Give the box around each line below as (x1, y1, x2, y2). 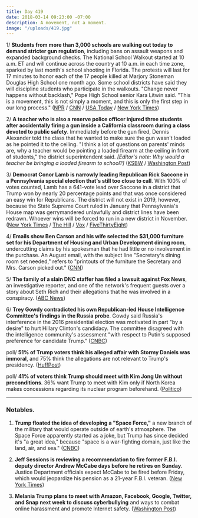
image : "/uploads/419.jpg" (6, 25, 72, 31)
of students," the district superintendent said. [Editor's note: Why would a (6, 153, 184, 160)
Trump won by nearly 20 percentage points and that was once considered (6, 190, 187, 197)
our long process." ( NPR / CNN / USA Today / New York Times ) (6, 104, 160, 111)
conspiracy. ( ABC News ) (6, 294, 66, 302)
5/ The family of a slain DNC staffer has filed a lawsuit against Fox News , (6, 276, 187, 283)
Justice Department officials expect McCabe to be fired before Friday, (14, 468, 185, 475)
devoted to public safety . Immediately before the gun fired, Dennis (6, 128, 170, 135)
